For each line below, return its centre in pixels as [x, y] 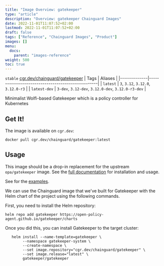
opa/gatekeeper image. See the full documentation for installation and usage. [82, 172]
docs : [15, 51]
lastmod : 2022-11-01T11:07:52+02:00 [42, 28]
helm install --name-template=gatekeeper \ [57, 237]
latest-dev [42, 89]
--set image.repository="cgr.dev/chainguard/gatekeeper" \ [84, 250]
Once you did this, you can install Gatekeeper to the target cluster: [72, 228]
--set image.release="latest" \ [56, 254]
